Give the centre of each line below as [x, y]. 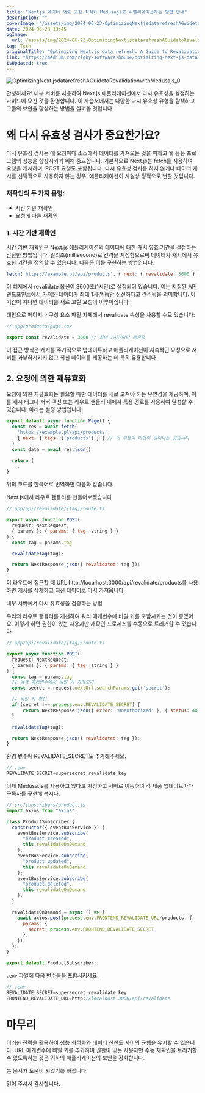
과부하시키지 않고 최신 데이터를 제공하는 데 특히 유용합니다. [88, 357]
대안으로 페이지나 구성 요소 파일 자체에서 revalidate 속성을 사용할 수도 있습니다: [101, 314]
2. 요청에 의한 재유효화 [46, 379]
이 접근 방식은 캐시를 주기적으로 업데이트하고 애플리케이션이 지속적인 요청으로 [99, 350]
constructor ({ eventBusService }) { [58, 828]
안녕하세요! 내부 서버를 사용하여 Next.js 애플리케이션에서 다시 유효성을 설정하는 [101, 93]
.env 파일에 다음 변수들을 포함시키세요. [52, 975]
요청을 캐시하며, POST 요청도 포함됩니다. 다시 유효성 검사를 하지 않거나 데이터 [99, 168]
